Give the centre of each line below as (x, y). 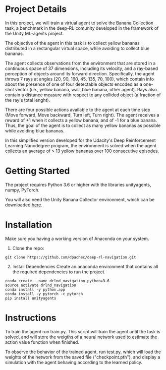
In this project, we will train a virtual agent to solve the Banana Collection (79, 23)
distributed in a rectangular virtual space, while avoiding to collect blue (77, 48)
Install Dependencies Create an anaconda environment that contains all (85, 266)
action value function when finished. (42, 342)
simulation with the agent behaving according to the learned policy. (74, 362)
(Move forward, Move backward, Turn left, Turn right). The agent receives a (82, 115)
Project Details (36, 9)
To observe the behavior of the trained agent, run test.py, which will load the (83, 352)
